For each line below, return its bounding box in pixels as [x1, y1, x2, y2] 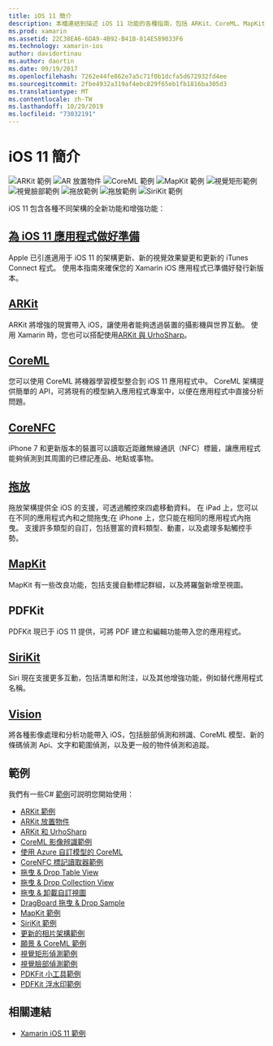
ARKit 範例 [19, 806, 55, 817]
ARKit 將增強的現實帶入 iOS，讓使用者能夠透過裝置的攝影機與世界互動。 [8, 319, 249, 329]
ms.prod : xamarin [8, 27, 67, 35]
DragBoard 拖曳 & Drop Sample [19, 898, 125, 908]
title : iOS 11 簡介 [8, 11, 72, 20]
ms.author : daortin [8, 58, 75, 66]
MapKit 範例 [19, 908, 61, 918]
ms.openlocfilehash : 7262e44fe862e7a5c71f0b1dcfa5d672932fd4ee [8, 72, 227, 80]
